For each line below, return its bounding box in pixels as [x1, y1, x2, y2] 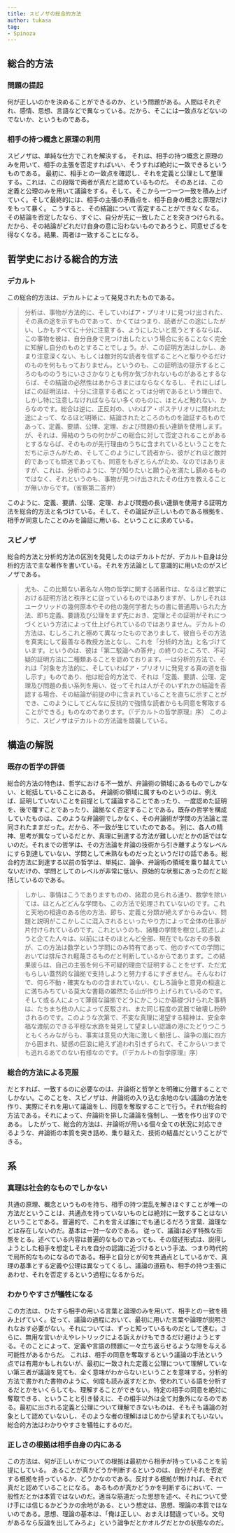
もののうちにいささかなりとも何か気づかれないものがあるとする [36, 369, 221, 377]
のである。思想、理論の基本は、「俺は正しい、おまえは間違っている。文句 [13, 1510, 225, 1518]
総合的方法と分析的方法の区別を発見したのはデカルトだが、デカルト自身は [7, 552, 222, 561]
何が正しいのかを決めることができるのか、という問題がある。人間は [7, 98, 204, 106]
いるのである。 [25, 875, 69, 884]
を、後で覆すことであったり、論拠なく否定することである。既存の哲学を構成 [7, 805, 227, 814]
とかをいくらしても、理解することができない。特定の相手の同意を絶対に [19, 1386, 227, 1394]
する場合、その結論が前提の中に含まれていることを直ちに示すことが [30, 690, 227, 699]
